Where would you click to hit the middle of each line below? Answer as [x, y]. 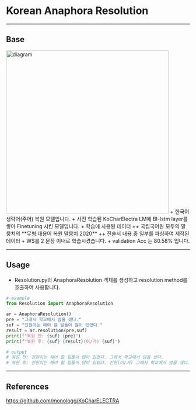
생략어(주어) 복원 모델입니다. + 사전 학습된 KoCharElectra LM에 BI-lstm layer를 [97, 219]
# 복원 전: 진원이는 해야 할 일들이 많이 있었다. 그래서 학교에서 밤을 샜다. [85, 357]
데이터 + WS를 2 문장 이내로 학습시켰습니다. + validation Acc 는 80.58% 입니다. [98, 240]
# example [18, 298]
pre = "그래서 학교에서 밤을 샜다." [44, 320]
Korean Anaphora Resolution [77, 11]
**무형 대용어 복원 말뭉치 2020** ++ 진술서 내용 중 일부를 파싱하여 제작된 [105, 233]
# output [17, 352]
